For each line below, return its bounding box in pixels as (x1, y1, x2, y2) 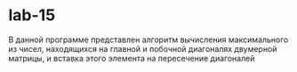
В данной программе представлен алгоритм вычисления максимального (8, 34, 289, 45)
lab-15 (8, 5, 56, 25)
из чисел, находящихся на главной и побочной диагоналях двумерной (8, 43, 277, 54)
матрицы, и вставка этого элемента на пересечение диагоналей (8, 53, 255, 63)
